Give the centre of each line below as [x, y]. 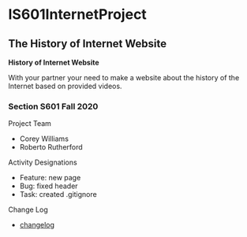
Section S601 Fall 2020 [53, 106]
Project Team [30, 124]
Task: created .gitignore [58, 194]
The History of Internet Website [88, 44]
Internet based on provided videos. [65, 86]
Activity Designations [43, 162]
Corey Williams [44, 139]
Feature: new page [50, 178]
